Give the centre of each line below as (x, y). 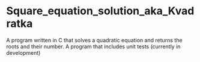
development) (23, 52)
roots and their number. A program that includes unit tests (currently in (93, 46)
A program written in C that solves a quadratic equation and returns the (94, 40)
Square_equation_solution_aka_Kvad (100, 11)
